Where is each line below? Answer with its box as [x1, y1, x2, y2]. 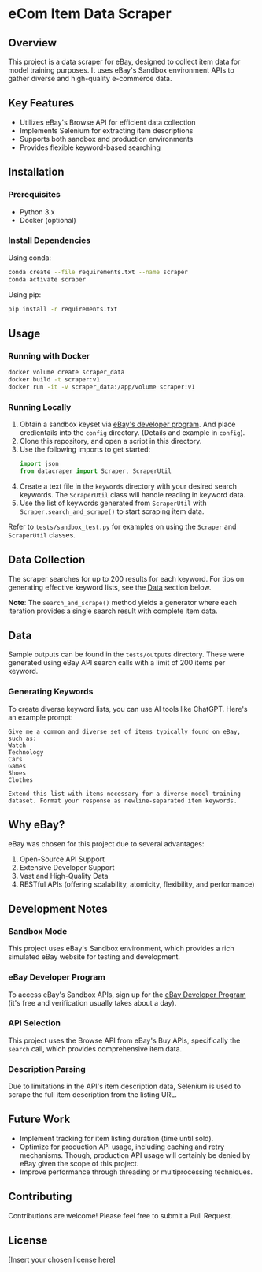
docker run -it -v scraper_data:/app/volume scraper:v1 [8, 383, 195, 391]
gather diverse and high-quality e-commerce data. [8, 74, 172, 83]
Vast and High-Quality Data [19, 871, 109, 880]
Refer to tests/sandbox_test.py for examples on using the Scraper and [8, 522, 237, 531]
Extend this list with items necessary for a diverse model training [8, 790, 242, 798]
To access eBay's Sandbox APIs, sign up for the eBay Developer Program [8, 990, 246, 999]
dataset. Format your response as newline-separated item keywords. [8, 797, 238, 805]
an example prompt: [8, 712, 73, 722]
